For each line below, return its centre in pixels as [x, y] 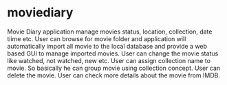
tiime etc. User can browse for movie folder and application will [97, 38]
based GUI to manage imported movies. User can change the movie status [113, 53]
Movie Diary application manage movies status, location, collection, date [110, 32]
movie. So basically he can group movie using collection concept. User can [114, 68]
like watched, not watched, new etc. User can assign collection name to [109, 60]
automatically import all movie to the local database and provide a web [107, 46]
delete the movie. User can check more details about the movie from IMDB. [113, 75]
